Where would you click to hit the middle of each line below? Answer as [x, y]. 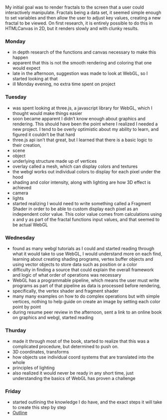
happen [20, 57]
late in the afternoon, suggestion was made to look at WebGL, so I [80, 73]
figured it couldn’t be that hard [44, 134]
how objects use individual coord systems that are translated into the [83, 357]
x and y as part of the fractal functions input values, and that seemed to [86, 219]
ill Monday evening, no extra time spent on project [64, 84]
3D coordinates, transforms [41, 352]
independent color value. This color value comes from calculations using [87, 214]
